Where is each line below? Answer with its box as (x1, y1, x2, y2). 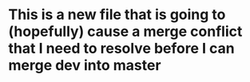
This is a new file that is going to (8, 6, 226, 24)
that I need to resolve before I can (8, 40, 235, 57)
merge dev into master (8, 57, 161, 75)
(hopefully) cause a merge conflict (8, 22, 243, 41)
